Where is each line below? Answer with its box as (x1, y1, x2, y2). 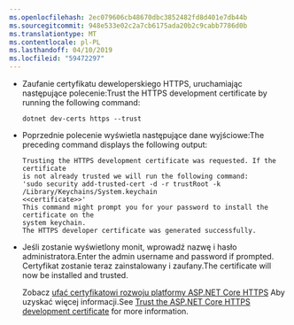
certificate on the (21, 211, 95, 220)
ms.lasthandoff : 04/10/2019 (9, 46, 113, 55)
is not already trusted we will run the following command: (21, 172, 249, 181)
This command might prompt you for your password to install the (21, 203, 268, 212)
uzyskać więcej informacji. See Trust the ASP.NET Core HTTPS (21, 297, 251, 306)
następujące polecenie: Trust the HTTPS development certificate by (21, 88, 267, 98)
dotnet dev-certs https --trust (21, 114, 142, 123)
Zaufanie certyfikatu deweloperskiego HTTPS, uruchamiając (21, 79, 244, 89)
